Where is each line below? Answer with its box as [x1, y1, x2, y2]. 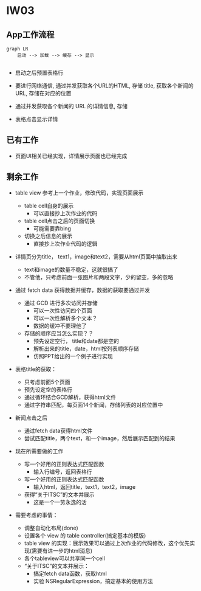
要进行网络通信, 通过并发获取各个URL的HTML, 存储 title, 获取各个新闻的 [15, 82, 194, 89]
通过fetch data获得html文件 [24, 427, 93, 434]
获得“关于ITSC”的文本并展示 [24, 491, 95, 498]
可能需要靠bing [33, 224, 72, 232]
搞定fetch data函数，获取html [33, 570, 107, 577]
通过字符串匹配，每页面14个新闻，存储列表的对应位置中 [24, 401, 163, 408]
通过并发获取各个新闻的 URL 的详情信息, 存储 [15, 103, 128, 109]
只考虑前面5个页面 [24, 378, 70, 385]
